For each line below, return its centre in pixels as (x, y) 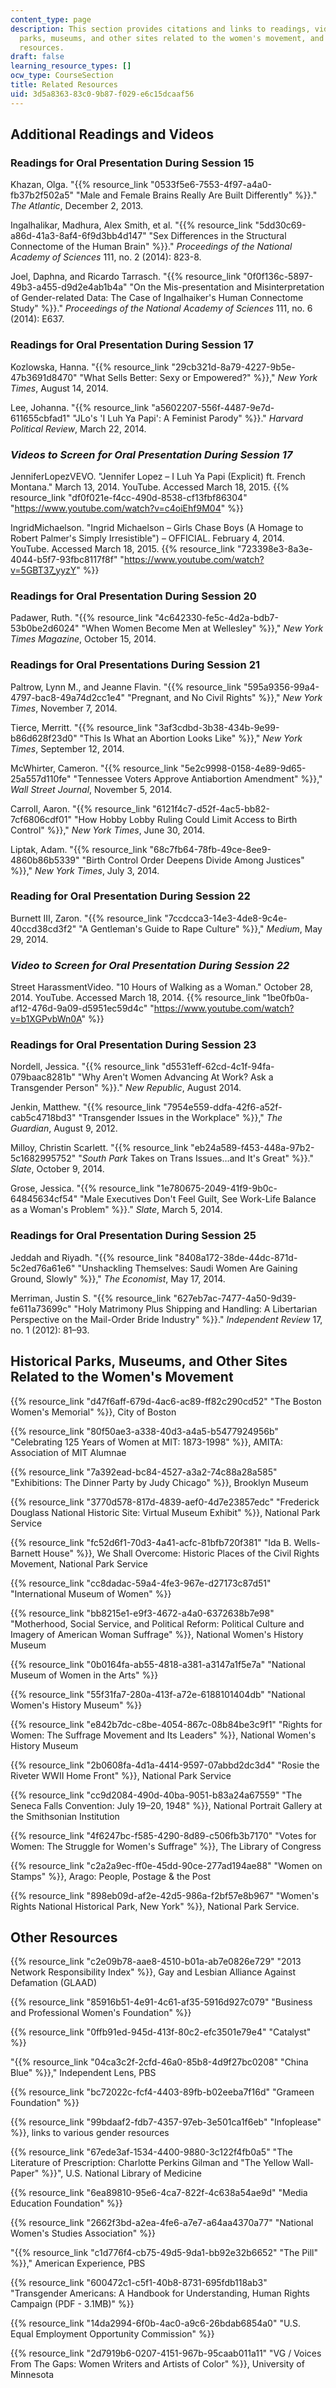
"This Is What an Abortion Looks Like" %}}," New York (191, 738)
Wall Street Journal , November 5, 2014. (91, 789)
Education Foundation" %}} (66, 2203)
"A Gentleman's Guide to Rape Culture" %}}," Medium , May (200, 928)
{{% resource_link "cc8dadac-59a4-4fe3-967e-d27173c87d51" (141, 1583)
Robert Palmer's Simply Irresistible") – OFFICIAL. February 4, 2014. (147, 538)
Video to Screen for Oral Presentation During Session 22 (150, 965)
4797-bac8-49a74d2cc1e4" (68, 697)
